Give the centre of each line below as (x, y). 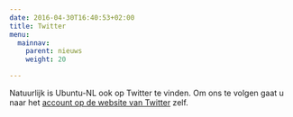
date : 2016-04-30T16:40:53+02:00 (72, 18)
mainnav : (34, 43)
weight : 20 (46, 59)
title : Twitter (38, 26)
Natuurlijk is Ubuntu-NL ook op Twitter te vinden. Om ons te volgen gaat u (146, 93)
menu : (19, 34)
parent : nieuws (54, 51)
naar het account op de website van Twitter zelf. (99, 103)
